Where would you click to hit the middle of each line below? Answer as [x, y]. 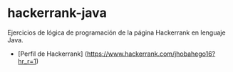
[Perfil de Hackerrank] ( [52, 54]
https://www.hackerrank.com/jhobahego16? [151, 54]
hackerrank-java [57, 13]
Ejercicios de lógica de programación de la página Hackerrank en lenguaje [116, 32]
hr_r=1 [27, 61]
